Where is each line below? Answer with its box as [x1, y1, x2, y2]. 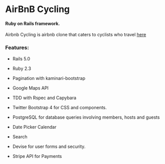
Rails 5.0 [12, 55, 31, 61]
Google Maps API [12, 85, 49, 91]
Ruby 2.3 [12, 65, 32, 71]
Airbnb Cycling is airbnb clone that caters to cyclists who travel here [5, 32, 146, 38]
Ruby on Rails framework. [5, 20, 60, 26]
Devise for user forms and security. [12, 143, 86, 149]
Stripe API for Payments [12, 153, 62, 159]
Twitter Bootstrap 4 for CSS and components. [12, 104, 107, 110]
